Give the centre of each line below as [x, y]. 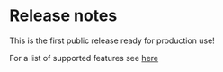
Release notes [63, 16]
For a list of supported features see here [84, 58]
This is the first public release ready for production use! [112, 40]
